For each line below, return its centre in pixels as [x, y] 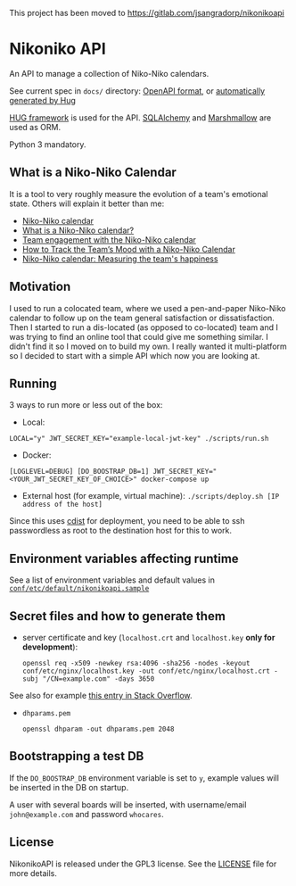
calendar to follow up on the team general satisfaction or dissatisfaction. [142, 318]
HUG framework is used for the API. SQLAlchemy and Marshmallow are [140, 117]
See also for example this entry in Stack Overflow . [101, 696]
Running [33, 383]
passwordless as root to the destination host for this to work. [121, 531]
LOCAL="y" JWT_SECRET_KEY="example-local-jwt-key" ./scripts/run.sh [139, 439]
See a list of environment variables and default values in [112, 580]
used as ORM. [35, 127]
